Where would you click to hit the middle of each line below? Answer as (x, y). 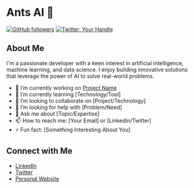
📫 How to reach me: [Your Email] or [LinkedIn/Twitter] (83, 120)
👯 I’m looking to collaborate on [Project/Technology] (80, 100)
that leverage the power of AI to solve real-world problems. (80, 76)
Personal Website (37, 178)
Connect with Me (40, 151)
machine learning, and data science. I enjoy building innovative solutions (97, 69)
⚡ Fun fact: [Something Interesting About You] (73, 130)
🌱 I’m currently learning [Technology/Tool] (68, 94)
